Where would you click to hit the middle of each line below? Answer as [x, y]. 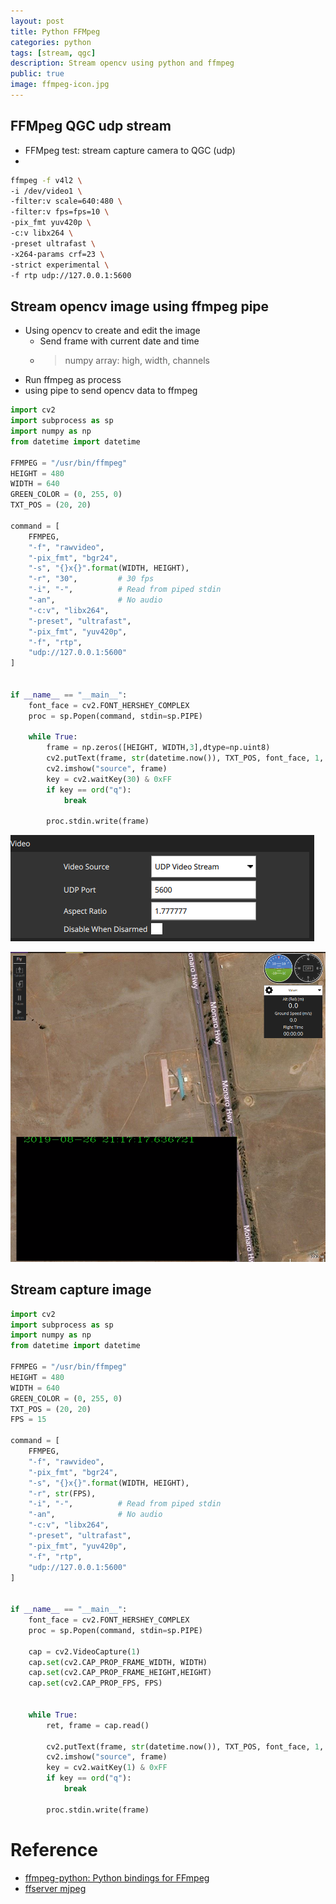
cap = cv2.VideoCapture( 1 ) [84, 1651]
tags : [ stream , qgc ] [53, 53]
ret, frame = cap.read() [98, 1725]
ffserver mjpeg [55, 1888]
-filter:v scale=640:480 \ [66, 201]
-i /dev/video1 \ [46, 191]
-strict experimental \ [60, 265]
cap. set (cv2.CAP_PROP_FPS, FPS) [95, 1683]
